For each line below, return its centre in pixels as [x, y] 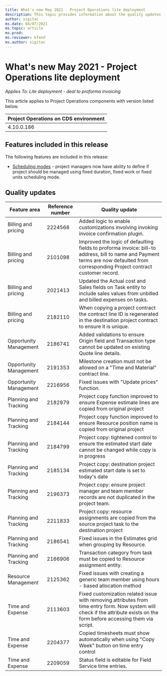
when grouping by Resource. [113, 545]
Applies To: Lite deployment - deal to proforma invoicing [63, 91]
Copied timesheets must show [114, 633]
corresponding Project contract [116, 267]
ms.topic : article [24, 28]
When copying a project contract [117, 308]
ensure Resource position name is [118, 423]
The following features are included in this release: [57, 157]
